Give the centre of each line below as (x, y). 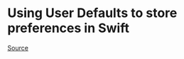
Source (18, 48)
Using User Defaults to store (92, 13)
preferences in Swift (69, 28)
